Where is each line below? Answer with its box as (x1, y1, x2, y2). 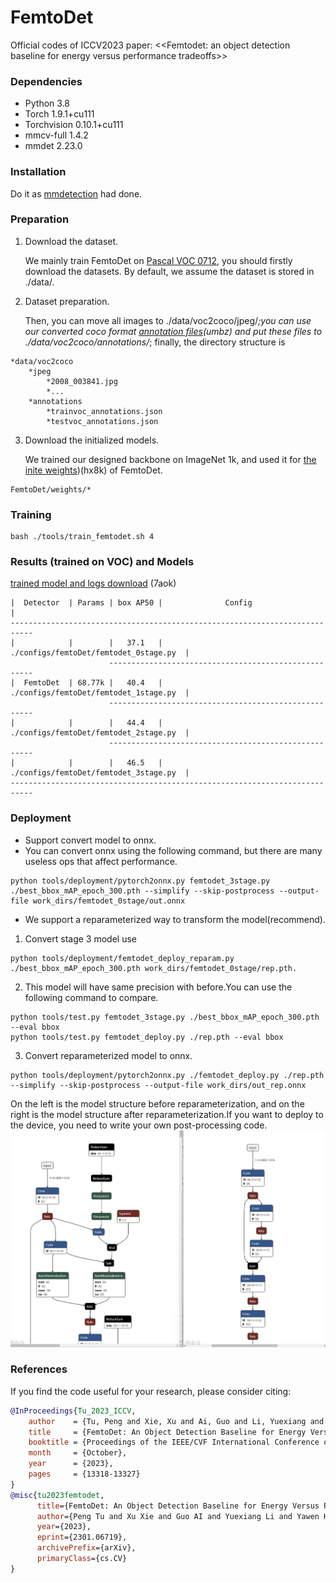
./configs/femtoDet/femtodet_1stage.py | (10, 688, 190, 698)
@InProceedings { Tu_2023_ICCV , (10, 1406, 137, 1416)
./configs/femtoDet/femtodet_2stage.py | (10, 728, 190, 738)
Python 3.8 (24, 97, 70, 110)
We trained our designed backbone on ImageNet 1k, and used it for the (24, 453, 317, 465)
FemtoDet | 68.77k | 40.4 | (23, 678, 163, 688)
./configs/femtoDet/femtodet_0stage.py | (10, 648, 190, 658)
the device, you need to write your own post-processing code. (10, 1119, 268, 1131)
